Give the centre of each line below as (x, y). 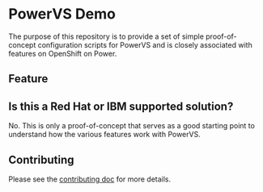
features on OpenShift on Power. (63, 53)
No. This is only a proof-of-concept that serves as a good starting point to (131, 126)
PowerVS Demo (62, 14)
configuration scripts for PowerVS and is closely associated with (145, 44)
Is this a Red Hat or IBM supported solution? (121, 106)
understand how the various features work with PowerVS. (104, 135)
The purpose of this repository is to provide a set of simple (106, 36)
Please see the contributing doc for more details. (90, 179)
